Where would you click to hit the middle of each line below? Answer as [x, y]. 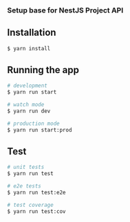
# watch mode [26, 105]
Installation [32, 33]
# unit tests [26, 168]
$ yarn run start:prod [40, 130]
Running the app [43, 70]
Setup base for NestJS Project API [65, 10]
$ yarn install [29, 48]
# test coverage [30, 205]
